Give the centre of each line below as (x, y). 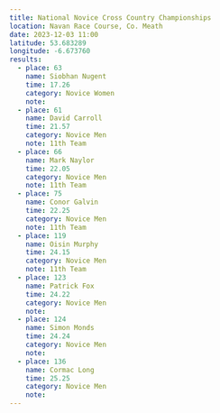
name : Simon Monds (60, 328)
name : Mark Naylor (60, 160)
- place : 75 (40, 194)
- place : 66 (40, 151)
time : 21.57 (48, 127)
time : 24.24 (48, 336)
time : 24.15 (48, 252)
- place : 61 (40, 110)
